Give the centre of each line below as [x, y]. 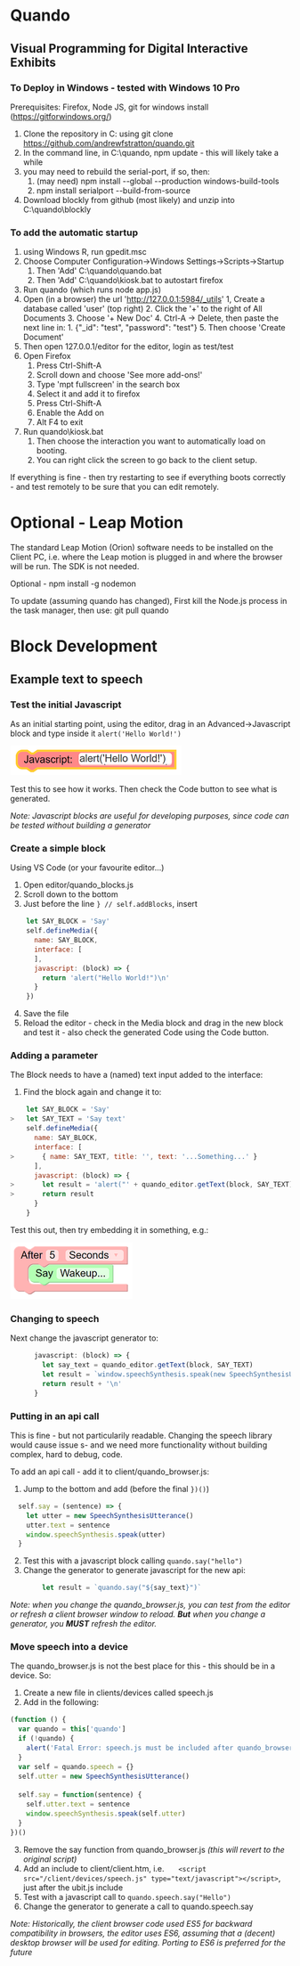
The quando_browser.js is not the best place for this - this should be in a [142, 1666]
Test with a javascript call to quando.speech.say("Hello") [127, 1897]
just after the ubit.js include [73, 1887]
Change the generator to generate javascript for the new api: [134, 1570]
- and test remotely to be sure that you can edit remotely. [115, 487]
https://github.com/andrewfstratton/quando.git [109, 143]
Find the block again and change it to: [92, 1092]
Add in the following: [61, 1702]
